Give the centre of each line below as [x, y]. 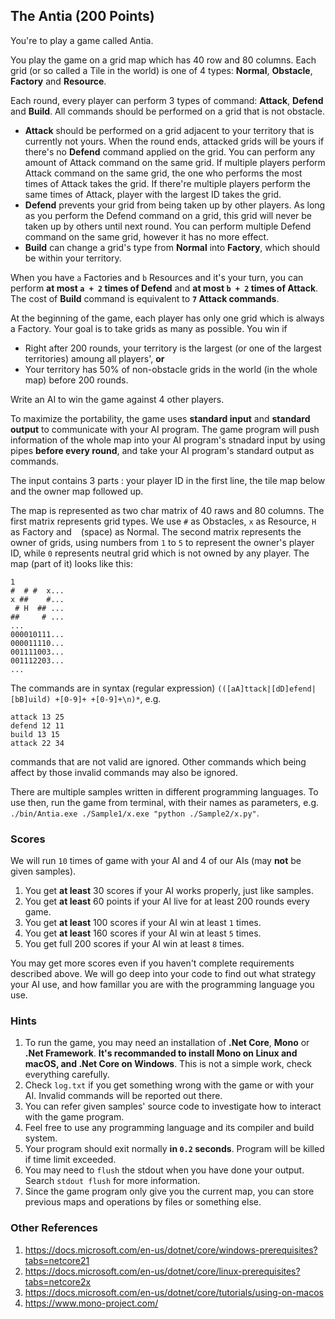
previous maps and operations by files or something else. [143, 1202]
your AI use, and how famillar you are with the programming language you [162, 985]
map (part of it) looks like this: [71, 563]
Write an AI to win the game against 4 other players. [117, 399]
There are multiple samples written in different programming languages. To [164, 791]
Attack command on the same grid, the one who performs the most [163, 173]
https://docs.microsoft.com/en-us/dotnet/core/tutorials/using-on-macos [174, 1292]
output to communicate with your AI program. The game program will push [165, 429]
